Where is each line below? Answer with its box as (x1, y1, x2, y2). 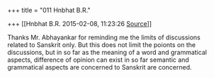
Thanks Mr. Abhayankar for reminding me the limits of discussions (7, 33, 201, 41)
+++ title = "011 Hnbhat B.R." (7, 6, 91, 14)
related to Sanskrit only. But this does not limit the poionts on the (7, 41, 196, 48)
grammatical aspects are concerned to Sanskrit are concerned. (7, 63, 193, 71)
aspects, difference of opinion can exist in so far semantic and (7, 56, 189, 64)
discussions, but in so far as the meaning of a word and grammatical (7, 48, 208, 56)
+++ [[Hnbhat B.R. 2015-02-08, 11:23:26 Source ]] (7, 20, 152, 27)
